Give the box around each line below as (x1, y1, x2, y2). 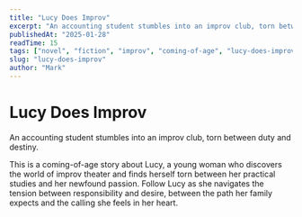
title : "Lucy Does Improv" (9, 13, 111, 23)
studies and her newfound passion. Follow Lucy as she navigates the (9, 177, 264, 189)
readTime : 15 (9, 38, 58, 48)
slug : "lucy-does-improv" (9, 55, 106, 64)
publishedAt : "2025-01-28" (9, 30, 111, 39)
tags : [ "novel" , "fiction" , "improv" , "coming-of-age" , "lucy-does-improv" (9, 47, 299, 56)
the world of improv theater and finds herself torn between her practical (9, 168, 276, 179)
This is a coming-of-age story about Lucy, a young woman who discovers (9, 158, 283, 169)
